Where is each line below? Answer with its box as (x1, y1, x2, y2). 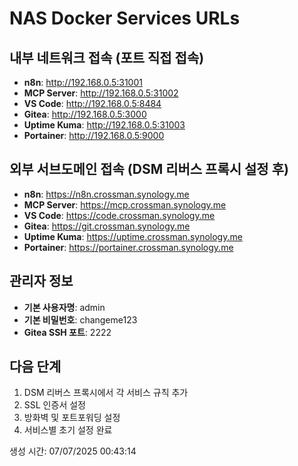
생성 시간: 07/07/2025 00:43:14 (9, 445, 137, 457)
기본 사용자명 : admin (23, 301, 106, 313)
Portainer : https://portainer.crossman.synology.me (23, 241, 234, 253)
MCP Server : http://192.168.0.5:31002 (23, 87, 179, 99)
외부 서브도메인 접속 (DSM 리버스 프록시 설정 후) (9, 161, 289, 178)
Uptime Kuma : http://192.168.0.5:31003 (23, 119, 186, 131)
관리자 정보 (9, 273, 74, 290)
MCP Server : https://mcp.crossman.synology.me (23, 198, 227, 211)
